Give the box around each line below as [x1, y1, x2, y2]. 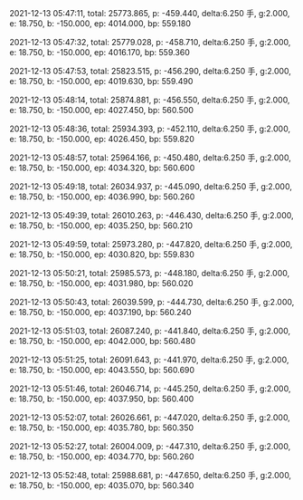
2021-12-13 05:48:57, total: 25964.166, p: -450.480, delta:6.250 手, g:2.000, [9, 152, 291, 163]
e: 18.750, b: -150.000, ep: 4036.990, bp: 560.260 [9, 191, 195, 202]
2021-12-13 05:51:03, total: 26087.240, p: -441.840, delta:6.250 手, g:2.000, [9, 325, 291, 336]
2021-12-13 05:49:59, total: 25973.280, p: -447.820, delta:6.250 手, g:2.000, [9, 239, 293, 249]
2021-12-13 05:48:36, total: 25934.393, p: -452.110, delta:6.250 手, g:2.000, [9, 123, 291, 134]
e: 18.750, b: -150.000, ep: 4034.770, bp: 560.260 [9, 451, 194, 462]
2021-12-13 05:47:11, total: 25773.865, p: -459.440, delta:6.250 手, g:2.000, [9, 8, 290, 18]
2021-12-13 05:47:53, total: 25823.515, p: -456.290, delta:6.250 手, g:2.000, [9, 66, 292, 76]
